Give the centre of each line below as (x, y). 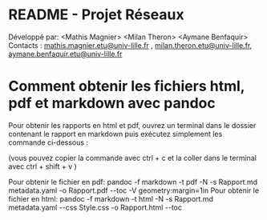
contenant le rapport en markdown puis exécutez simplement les (115, 134)
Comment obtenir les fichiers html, (127, 86)
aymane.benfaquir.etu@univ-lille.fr (65, 54)
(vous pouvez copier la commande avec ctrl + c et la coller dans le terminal (132, 158)
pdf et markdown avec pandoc (112, 104)
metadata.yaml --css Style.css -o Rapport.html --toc (95, 207)
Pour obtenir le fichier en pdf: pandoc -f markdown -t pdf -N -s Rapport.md (133, 182)
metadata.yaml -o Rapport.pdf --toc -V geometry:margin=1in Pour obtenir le (133, 190)
